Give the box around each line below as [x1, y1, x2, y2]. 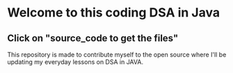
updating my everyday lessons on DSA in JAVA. [7, 58, 144, 66]
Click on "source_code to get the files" [7, 32, 179, 44]
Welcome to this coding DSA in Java [7, 5, 220, 21]
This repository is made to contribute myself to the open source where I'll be [7, 50, 227, 59]
